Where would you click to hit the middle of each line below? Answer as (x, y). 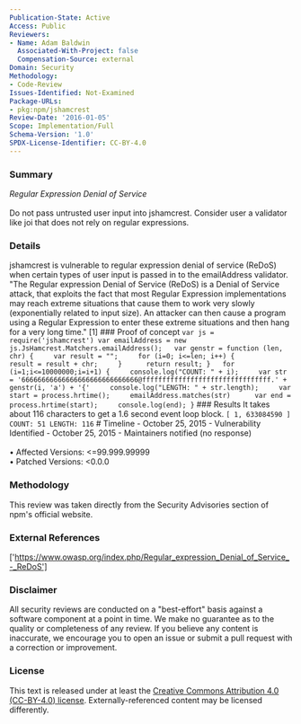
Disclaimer (33, 589)
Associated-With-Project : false (78, 51)
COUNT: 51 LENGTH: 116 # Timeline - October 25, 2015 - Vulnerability (135, 424)
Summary (31, 174)
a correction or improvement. (63, 648)
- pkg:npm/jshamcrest (50, 110)
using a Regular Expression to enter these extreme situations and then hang (150, 322)
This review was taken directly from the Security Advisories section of (139, 505)
